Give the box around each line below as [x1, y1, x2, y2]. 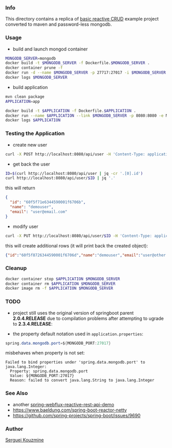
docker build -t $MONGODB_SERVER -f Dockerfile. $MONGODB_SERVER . [5, 61, 150, 66]
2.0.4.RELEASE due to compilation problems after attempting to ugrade [12, 315, 164, 321]
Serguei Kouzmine [5, 437, 44, 443]
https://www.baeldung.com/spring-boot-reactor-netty [12, 407, 127, 413]
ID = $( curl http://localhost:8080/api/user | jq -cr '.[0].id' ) [5, 171, 143, 176]
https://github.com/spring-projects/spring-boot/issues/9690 [12, 412, 141, 418]
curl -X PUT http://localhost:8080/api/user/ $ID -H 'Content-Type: [5, 233, 153, 238]
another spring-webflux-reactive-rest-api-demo [12, 401, 114, 407]
